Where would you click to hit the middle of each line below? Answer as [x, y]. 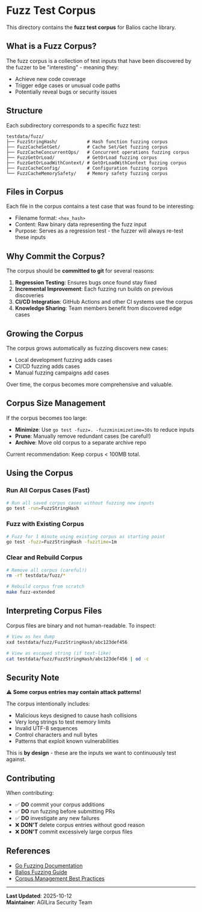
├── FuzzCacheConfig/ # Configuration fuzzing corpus [87, 168]
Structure [25, 111]
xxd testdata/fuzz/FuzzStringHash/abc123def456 [67, 642]
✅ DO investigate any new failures [57, 818]
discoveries [29, 295]
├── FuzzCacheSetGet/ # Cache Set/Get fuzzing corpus [87, 147]
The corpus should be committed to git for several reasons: [81, 271]
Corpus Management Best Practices [60, 878]
